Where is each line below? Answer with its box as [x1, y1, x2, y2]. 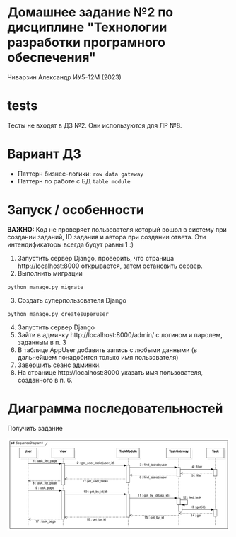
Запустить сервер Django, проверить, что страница [17, 254, 175, 262]
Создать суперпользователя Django [17, 295, 127, 305]
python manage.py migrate [7, 283, 83, 290]
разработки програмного [7, 35, 166, 50]
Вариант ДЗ [7, 146, 81, 162]
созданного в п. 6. [17, 375, 73, 384]
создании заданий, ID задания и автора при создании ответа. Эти [7, 232, 206, 241]
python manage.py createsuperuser [7, 310, 110, 317]
